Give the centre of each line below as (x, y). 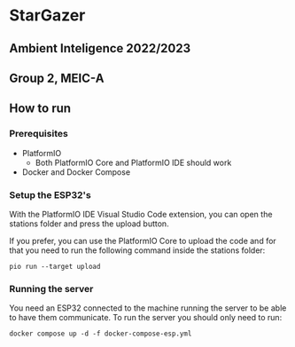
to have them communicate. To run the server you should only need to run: (146, 318)
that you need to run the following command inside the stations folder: (137, 250)
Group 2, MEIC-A (57, 78)
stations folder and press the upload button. (89, 224)
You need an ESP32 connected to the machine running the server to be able (148, 308)
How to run (40, 109)
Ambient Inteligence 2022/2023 (100, 48)
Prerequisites (39, 134)
